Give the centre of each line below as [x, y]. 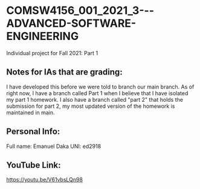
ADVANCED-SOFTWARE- [71, 23]
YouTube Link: [34, 165]
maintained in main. [31, 112]
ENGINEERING [43, 36]
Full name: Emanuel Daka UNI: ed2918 [54, 146]
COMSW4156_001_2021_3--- [80, 11]
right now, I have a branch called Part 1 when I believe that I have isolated [97, 93]
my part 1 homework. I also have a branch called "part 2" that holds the [95, 99]
